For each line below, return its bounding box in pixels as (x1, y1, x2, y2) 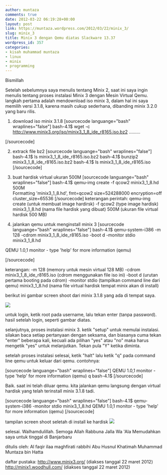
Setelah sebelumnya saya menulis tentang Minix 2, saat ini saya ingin (5, 87, 148, 93)
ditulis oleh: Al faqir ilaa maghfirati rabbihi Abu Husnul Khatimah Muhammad (5, 444, 162, 450)
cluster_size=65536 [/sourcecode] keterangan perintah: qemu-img (12, 196, 150, 202)
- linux (5, 54, 22, 59)
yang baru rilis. (5, 109, 36, 115)
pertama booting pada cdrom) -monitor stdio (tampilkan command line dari (5, 277, 160, 283)
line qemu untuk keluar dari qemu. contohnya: (5, 358, 100, 364)
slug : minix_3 (5, 31, 35, 36)
